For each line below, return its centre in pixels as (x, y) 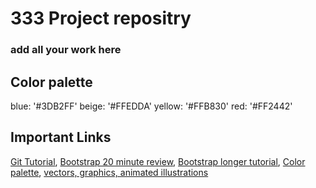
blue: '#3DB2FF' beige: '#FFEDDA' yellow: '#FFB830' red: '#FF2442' (151, 106)
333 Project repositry (101, 18)
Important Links (61, 137)
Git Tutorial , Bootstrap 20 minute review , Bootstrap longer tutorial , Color (158, 161)
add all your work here (66, 50)
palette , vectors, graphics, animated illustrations (109, 172)
